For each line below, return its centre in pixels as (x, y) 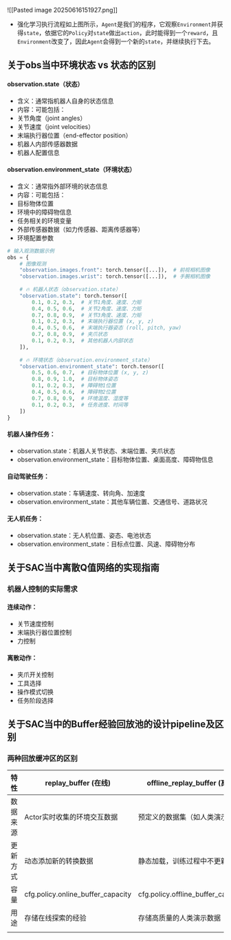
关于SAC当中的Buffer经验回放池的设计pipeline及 (111, 724)
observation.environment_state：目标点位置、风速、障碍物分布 (106, 544)
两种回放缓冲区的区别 (42, 759)
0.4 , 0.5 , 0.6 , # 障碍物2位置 (74, 392)
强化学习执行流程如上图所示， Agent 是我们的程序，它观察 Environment (114, 24)
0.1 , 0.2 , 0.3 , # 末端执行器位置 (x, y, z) (93, 321)
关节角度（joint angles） (52, 118)
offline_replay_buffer (181, 783)
